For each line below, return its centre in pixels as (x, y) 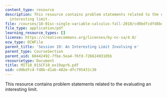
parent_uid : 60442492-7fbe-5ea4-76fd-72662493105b (59, 56)
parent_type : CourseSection (34, 51)
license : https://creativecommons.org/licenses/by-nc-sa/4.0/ (71, 38)
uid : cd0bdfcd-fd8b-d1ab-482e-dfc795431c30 (51, 70)
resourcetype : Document (30, 61)
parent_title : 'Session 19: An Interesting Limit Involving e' (72, 47)
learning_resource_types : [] (35, 33)
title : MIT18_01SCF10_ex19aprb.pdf (42, 65)
